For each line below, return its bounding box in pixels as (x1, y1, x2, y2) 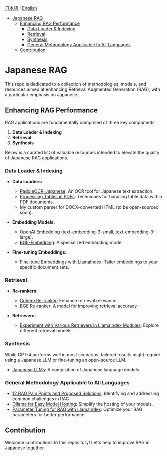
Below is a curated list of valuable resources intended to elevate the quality (5, 149, 160, 155)
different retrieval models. (19, 328, 73, 334)
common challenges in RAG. (12, 395, 71, 402)
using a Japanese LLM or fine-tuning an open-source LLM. (5, 357, 127, 363)
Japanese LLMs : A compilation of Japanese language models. (12, 366, 141, 372)
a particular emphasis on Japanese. (5, 91, 79, 97)
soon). (19, 210, 33, 216)
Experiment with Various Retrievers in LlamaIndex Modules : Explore (19, 322, 159, 328)
